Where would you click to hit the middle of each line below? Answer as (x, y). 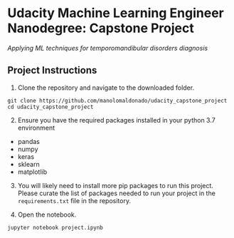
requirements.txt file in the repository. (74, 200)
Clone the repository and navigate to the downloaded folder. (106, 88)
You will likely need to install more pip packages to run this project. (115, 185)
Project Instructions (52, 70)
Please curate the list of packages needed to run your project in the (116, 193)
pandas (29, 141)
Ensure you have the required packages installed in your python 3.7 (116, 120)
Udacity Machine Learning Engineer (116, 13)
